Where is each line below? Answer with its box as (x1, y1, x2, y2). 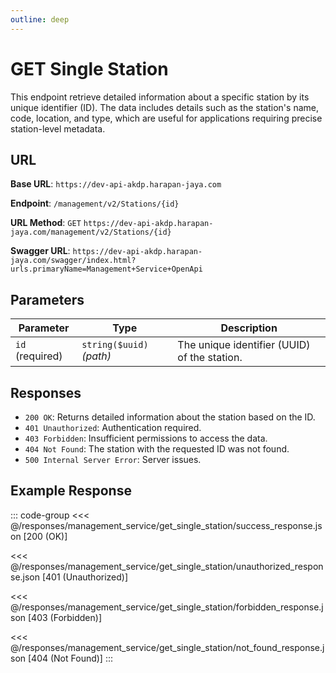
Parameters (10, 291, 85, 308)
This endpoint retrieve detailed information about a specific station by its (10, 91, 310, 103)
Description (220, 321, 278, 335)
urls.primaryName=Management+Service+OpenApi (10, 264, 203, 275)
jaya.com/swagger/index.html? (10, 256, 137, 266)
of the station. (177, 351, 243, 365)
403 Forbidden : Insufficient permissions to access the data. (24, 432, 268, 444)
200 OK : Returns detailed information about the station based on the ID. (24, 411, 316, 423)
